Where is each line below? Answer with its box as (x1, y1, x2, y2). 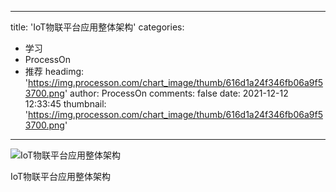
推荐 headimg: (24, 66, 85, 77)
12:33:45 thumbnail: (24, 98, 107, 110)
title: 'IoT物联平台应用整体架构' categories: (10, 21, 185, 33)
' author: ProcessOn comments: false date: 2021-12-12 (64, 87, 289, 99)
